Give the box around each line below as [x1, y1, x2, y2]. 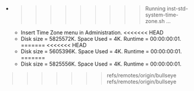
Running [145, 5, 166, 12]
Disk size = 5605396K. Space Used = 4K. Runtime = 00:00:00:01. [20, 48, 182, 55]
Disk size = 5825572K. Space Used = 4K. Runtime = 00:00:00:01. [20, 35, 182, 42]
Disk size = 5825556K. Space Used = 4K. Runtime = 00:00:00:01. [20, 60, 182, 67]
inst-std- [166, 5, 189, 12]
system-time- [145, 11, 179, 18]
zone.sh [145, 18, 165, 24]
